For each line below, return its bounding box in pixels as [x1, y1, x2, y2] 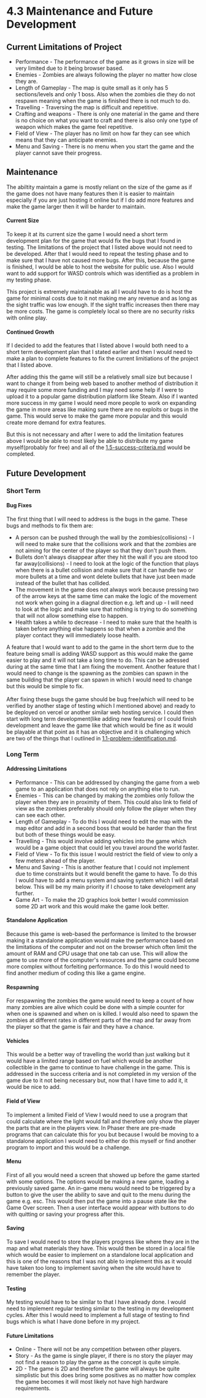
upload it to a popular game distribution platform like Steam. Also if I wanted [6, 393, 198, 400]
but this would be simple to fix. [6, 682, 84, 689]
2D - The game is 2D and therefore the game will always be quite [15, 1365, 180, 1372]
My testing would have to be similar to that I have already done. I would [6, 1299, 186, 1306]
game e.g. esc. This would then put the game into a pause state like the [6, 1197, 187, 1205]
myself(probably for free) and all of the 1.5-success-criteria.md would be [6, 444, 191, 451]
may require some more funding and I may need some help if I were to [6, 386, 184, 394]
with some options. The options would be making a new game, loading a [6, 1178, 189, 1185]
